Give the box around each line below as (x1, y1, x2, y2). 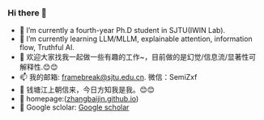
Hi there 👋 (7, 7, 48, 19)
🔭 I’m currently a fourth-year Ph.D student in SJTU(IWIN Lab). (19, 26, 226, 35)
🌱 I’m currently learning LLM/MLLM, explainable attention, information (19, 34, 253, 43)
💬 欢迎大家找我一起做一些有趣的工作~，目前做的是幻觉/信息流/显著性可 (19, 52, 257, 62)
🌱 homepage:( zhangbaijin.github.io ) (19, 94, 139, 104)
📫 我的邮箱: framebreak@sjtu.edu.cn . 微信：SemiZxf (19, 72, 198, 82)
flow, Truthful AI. (19, 43, 75, 52)
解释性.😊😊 (19, 62, 58, 72)
